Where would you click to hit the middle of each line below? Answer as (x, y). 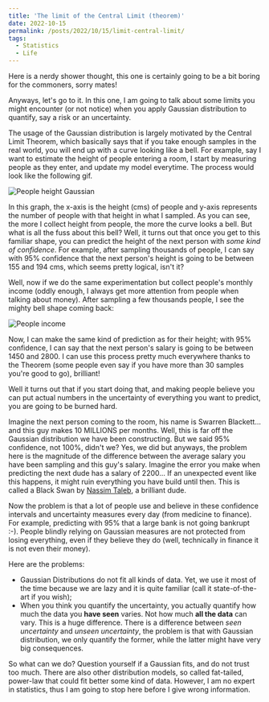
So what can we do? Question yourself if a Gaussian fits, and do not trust (129, 664)
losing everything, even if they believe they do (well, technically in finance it (134, 540)
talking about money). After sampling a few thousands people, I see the (126, 299)
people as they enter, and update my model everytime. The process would (131, 167)
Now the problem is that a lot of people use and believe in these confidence (134, 506)
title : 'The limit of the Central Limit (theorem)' (96, 16)
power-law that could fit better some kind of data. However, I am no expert (132, 681)
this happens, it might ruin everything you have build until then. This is (124, 481)
